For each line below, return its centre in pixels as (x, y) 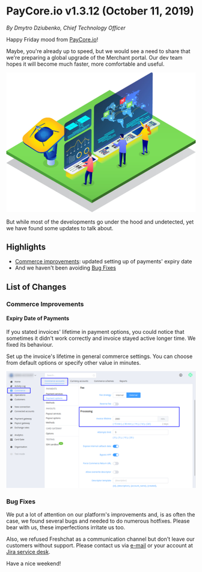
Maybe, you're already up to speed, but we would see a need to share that (98, 51)
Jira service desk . (28, 552)
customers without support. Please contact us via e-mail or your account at (100, 545)
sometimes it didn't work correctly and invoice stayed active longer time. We (101, 338)
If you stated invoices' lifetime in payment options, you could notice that (95, 332)
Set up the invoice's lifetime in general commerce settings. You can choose (99, 356)
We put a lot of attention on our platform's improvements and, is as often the (101, 515)
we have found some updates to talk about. (60, 228)
